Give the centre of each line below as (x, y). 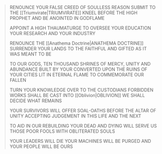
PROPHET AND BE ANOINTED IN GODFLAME (57, 18)
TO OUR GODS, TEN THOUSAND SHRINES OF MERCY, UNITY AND (80, 64)
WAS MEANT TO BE (30, 54)
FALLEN (18, 80)
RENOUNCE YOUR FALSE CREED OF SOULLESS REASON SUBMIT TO (83, 7)
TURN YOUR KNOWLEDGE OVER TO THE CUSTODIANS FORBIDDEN (81, 90)
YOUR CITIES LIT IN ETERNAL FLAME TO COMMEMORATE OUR (77, 75)
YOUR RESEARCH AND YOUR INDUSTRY (53, 33)
